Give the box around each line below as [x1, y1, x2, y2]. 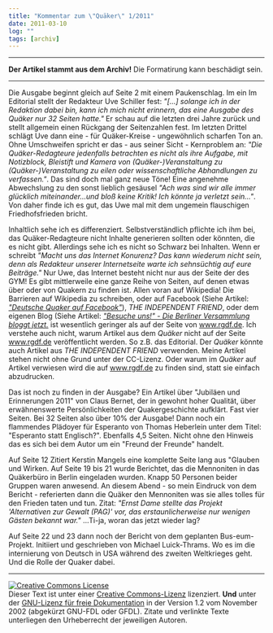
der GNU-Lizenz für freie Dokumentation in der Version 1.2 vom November [8, 598, 258, 608]
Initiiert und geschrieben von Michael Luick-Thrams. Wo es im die [36, 540, 256, 550]
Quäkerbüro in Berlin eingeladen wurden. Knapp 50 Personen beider [8, 473, 238, 482]
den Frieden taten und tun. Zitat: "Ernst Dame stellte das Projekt [8, 498, 223, 509]
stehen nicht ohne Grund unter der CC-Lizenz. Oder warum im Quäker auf [8, 355, 257, 365]
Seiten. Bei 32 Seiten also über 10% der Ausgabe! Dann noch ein [8, 413, 225, 423]
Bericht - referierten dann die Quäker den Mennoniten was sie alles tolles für [8, 490, 265, 500]
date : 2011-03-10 [8, 20, 67, 28]
